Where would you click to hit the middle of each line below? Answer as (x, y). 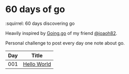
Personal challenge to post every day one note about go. (65, 43)
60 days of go (35, 9)
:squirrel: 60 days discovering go (40, 23)
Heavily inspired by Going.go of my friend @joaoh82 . (61, 33)
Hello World (37, 64)
